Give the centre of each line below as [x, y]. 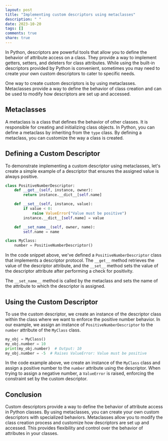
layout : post [19, 10]
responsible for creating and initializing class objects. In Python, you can [80, 127]
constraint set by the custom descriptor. [46, 379]
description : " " [23, 19]
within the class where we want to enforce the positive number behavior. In [83, 319]
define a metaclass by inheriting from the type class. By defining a [73, 132]
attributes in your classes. [32, 433]
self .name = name [41, 232]
